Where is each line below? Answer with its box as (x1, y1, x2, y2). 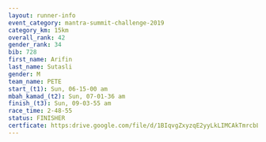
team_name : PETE (8, 77, 62, 85)
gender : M (8, 70, 41, 78)
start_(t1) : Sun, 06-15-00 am (8, 84, 108, 93)
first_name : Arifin (8, 56, 73, 64)
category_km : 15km (8, 26, 69, 34)
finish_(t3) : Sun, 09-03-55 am (8, 99, 112, 107)
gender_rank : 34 (8, 41, 62, 49)
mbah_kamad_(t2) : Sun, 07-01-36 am (8, 92, 126, 100)
